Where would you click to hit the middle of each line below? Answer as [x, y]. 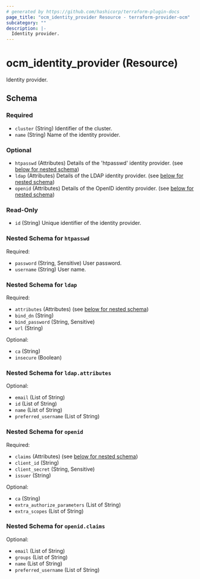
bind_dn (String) [34, 315]
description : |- [26, 28]
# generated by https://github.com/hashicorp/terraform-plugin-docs [93, 12]
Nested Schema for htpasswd [48, 239]
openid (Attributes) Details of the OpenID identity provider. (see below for [104, 189]
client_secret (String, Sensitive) [55, 469]
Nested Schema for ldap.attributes [59, 373]
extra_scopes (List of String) [49, 511]
